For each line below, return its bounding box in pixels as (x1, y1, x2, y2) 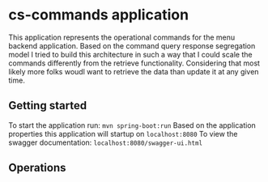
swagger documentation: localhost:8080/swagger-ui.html (8, 138, 203, 147)
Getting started (8, 99, 87, 112)
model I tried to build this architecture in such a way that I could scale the (8, 49, 253, 59)
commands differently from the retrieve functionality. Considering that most (8, 58, 261, 68)
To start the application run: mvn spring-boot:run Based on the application (8, 120, 257, 130)
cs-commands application (8, 6, 189, 24)
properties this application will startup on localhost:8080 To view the (8, 129, 238, 138)
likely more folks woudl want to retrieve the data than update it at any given (8, 66, 259, 76)
